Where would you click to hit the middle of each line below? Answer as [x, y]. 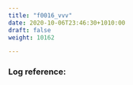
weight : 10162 [32, 37]
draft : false [30, 30]
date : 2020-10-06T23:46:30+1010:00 [67, 23]
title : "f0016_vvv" [40, 15]
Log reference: [37, 72]
